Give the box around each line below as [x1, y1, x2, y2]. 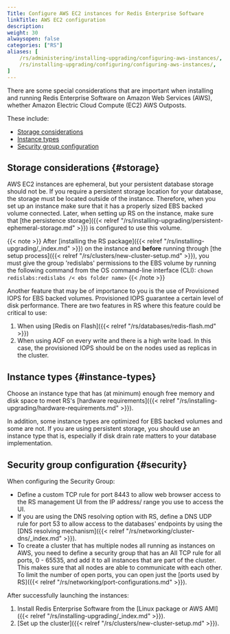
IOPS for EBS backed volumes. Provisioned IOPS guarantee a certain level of [7, 294, 224, 303]
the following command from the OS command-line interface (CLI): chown [7, 266, 214, 274]
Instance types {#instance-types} [7, 371, 157, 383]
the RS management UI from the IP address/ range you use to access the [16, 497, 224, 506]
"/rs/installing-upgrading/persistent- [120, 217, 224, 225]
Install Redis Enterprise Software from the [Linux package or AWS [16, 604, 204, 613]
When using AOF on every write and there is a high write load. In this [16, 337, 211, 345]
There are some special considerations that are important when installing [7, 86, 214, 95]
